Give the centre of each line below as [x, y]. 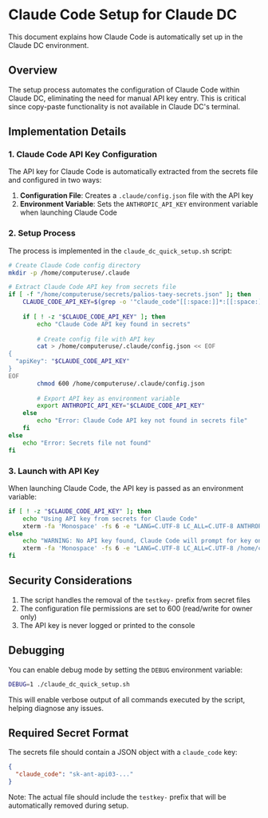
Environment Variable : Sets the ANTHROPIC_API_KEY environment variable [139, 204]
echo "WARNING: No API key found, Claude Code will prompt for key [137, 541]
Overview [33, 71]
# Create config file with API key [96, 339]
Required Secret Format [69, 733]
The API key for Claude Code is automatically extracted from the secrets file [133, 172]
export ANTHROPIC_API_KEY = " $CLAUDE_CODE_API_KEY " [121, 406]
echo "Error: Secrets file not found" [87, 443]
